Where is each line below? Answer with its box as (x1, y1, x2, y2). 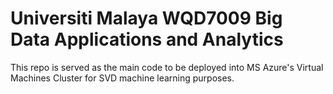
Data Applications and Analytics (10, 28, 284, 51)
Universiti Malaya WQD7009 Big (10, 7, 283, 30)
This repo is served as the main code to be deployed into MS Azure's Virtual (10, 61, 324, 73)
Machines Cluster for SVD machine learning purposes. (10, 72, 235, 84)
